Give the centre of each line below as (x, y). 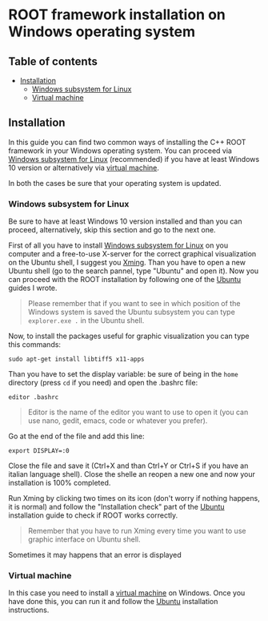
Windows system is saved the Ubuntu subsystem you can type (132, 312)
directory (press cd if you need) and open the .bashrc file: (103, 383)
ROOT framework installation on (117, 15)
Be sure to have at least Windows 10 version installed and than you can (125, 221)
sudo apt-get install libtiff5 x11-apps (77, 359)
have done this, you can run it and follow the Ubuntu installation (113, 602)
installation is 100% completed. (60, 483)
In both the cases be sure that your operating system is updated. (115, 183)
